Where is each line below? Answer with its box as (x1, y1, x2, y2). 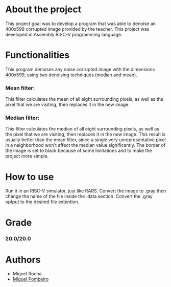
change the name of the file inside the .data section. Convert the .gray (5, 193, 153, 200)
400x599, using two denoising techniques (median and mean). (5, 72, 138, 78)
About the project (5, 4, 82, 15)
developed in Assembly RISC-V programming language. (5, 31, 123, 37)
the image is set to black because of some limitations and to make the (5, 147, 152, 154)
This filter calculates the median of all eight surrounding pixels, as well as (5, 126, 159, 132)
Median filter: (5, 114, 40, 121)
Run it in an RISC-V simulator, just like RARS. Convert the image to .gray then (5, 188, 166, 194)
